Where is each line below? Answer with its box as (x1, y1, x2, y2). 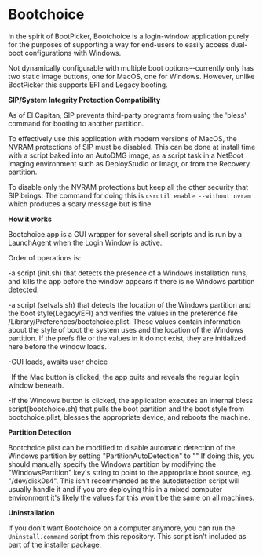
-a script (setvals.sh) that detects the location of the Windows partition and (8, 300, 251, 309)
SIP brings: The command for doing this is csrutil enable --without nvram (8, 191, 251, 200)
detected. (8, 285, 39, 294)
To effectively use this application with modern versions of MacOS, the (8, 133, 237, 143)
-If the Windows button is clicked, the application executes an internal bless (8, 395, 254, 405)
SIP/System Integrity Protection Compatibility (8, 95, 161, 104)
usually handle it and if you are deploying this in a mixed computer (8, 484, 223, 493)
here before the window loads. (8, 341, 108, 351)
